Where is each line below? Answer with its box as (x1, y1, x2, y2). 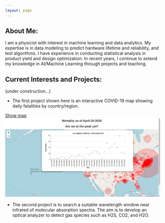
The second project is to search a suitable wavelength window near (12, 202, 150, 208)
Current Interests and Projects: (5, 75, 102, 83)
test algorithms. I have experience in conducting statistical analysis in (5, 50, 146, 56)
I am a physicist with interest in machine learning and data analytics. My (5, 40, 151, 46)
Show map (5, 112, 27, 118)
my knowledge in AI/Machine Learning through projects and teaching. (5, 61, 147, 67)
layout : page (5, 8, 32, 13)
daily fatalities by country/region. (12, 103, 79, 109)
